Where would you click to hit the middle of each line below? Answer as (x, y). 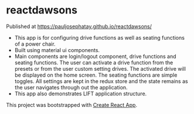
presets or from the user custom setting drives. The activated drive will (100, 68)
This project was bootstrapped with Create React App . (72, 105)
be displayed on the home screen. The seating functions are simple (96, 75)
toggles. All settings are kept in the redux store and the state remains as (101, 81)
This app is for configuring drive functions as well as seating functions (99, 37)
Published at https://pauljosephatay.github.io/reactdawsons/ (79, 26)
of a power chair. (35, 44)
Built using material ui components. (57, 50)
